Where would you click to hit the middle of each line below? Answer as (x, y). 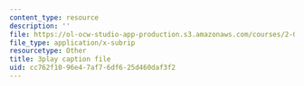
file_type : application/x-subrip (72, 43)
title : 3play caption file (60, 59)
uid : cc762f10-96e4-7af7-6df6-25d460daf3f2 (93, 68)
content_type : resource (54, 17)
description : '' (40, 26)
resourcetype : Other (48, 51)
